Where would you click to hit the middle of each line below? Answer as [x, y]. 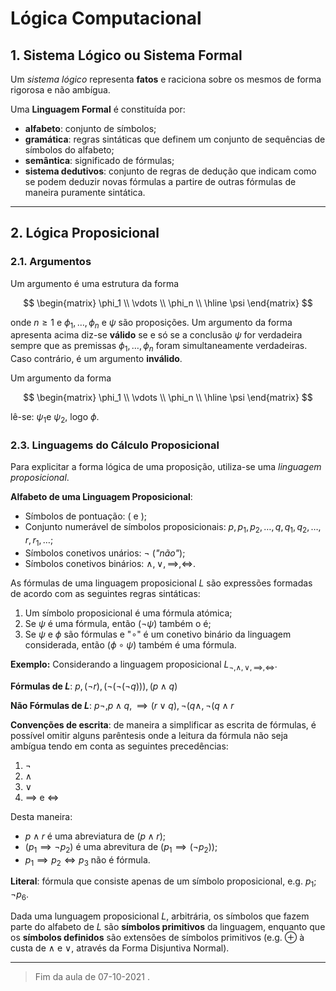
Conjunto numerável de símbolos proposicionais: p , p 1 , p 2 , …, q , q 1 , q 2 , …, [173, 528]
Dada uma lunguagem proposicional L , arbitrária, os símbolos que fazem [160, 916]
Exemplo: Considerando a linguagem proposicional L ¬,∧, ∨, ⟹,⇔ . [144, 665]
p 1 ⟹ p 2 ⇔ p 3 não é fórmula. [87, 860]
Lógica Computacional [106, 18]
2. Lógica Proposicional [85, 233]
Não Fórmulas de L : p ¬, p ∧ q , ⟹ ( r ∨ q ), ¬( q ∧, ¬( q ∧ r [122, 705]
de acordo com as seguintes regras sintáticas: [105, 593]
